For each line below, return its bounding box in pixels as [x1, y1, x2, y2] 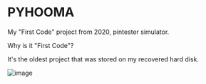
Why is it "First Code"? [7, 41, 74, 49]
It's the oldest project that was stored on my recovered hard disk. [7, 54, 200, 64]
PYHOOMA [7, 4, 75, 20]
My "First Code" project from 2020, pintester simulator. [7, 28, 170, 36]
